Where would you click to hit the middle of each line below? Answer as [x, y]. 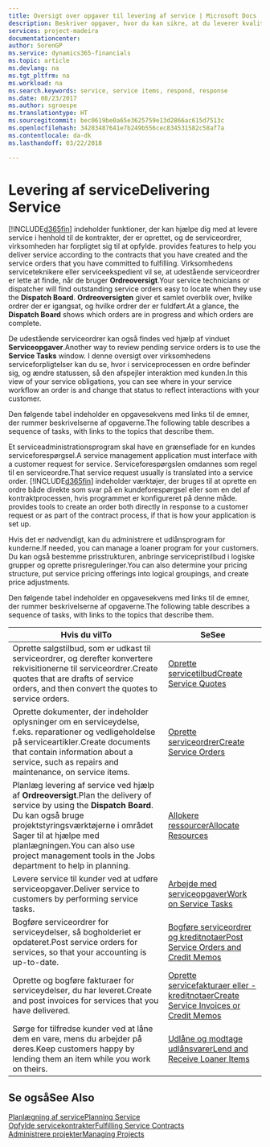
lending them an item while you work [82, 1059]
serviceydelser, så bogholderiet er [77, 932]
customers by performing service [76, 899]
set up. [20, 524]
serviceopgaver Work [207, 894]
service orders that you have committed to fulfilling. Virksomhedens [121, 263]
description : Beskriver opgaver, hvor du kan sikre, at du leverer [124, 23]
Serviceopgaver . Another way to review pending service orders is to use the [135, 348]
